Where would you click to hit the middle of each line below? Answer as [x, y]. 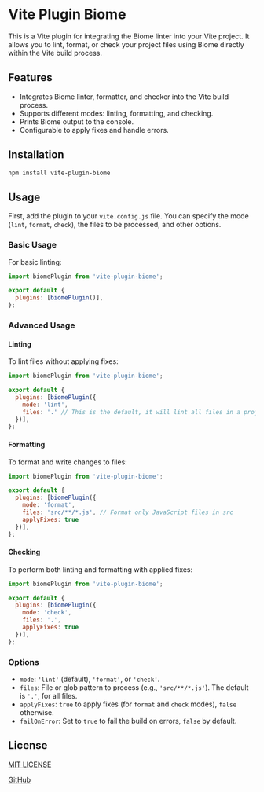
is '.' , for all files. [48, 696]
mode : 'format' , [49, 505]
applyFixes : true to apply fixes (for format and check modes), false [128, 704]
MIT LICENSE [30, 764]
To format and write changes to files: [68, 462]
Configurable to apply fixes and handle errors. [94, 130]
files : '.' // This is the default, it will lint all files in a [132, 412]
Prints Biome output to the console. [77, 121]
